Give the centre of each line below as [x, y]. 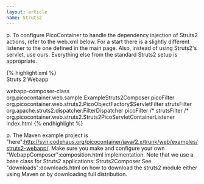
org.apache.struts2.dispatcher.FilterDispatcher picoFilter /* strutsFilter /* [97, 110]
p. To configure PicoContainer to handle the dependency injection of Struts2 [102, 35]
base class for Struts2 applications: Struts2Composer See [79, 161]
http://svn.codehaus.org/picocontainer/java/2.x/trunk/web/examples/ [111, 141]
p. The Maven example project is [47, 135]
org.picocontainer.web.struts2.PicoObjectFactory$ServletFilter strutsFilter [99, 104]
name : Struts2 [24, 18]
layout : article [27, 12]
